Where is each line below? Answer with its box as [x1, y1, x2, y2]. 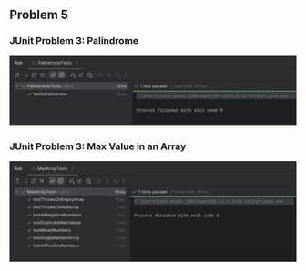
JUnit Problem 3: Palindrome [9, 35, 139, 47]
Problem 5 [9, 7, 69, 23]
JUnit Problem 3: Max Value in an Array [9, 140, 187, 153]
